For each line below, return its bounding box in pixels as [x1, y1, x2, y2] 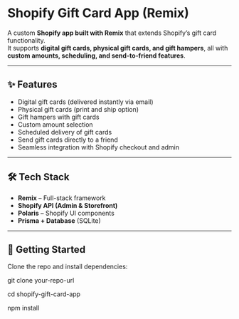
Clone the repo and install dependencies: [7, 262, 128, 271]
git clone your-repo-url [7, 276, 75, 285]
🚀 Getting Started [7, 244, 86, 256]
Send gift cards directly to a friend [17, 135, 119, 144]
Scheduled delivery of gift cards [17, 127, 112, 136]
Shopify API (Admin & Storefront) [17, 201, 118, 209]
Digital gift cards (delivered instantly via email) [17, 98, 154, 106]
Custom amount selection [17, 120, 94, 129]
